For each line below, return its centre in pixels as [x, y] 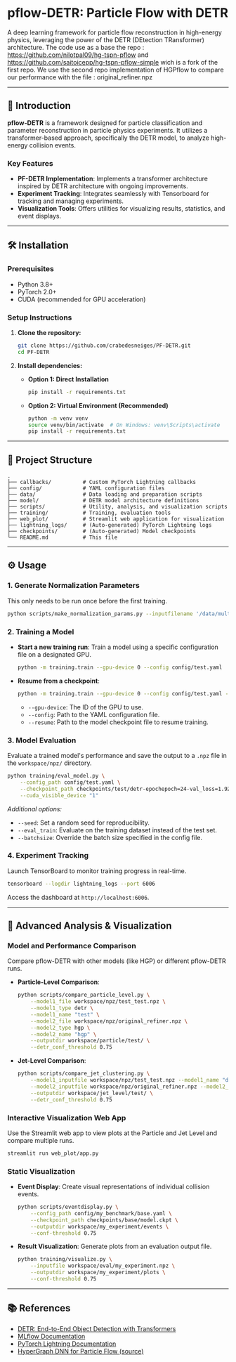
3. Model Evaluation [42, 740]
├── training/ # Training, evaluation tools [89, 513]
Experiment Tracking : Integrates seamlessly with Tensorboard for [113, 194]
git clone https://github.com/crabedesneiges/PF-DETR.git [104, 346]
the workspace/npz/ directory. [50, 763]
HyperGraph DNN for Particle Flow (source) [80, 1351]
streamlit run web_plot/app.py [53, 1153]
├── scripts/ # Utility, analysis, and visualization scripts [118, 507]
